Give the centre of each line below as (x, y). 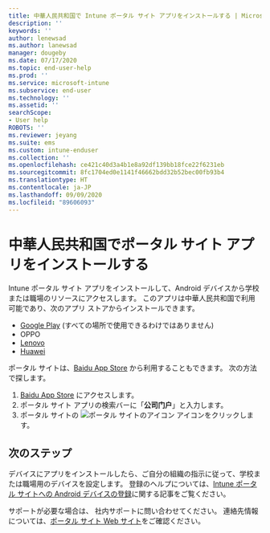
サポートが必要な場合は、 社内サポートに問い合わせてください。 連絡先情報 (133, 511)
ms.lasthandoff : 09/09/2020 (55, 195)
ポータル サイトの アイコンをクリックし (133, 415)
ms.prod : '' (28, 75)
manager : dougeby (37, 53)
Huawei (33, 352)
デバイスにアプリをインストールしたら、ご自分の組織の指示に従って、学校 (131, 474)
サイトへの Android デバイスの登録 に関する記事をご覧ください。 (124, 494)
